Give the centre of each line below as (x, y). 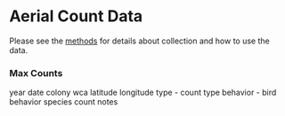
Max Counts (36, 73)
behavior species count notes (64, 102)
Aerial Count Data (76, 16)
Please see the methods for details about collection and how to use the (139, 41)
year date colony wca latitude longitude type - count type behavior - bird (143, 93)
